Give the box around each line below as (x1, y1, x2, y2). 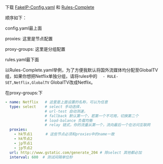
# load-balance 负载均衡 (44, 118, 93, 123)
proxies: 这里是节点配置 (5, 36, 53, 41)
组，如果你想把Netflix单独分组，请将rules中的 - (5, 73, 105, 79)
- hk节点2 (14, 136, 33, 141)
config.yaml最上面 (5, 25, 42, 31)
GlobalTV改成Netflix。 (50, 79, 96, 85)
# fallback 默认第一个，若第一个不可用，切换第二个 (44, 113, 139, 118)
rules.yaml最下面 (5, 57, 39, 63)
